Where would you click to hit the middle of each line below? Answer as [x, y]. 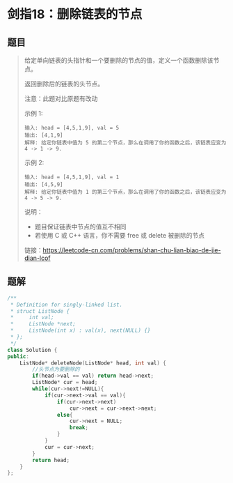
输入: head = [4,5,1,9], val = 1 [72, 177]
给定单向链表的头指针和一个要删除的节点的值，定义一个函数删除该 [119, 60]
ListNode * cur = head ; [65, 383]
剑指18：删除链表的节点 [75, 14]
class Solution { [32, 350]
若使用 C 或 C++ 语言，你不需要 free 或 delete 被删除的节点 [120, 235]
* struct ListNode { [40, 311]
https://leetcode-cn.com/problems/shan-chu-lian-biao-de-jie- [132, 250]
